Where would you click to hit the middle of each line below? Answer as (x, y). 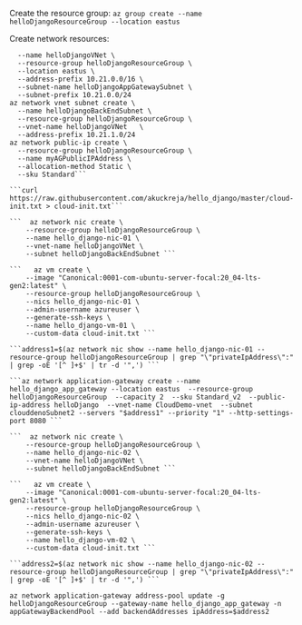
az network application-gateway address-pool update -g (117, 596)
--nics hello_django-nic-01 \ (83, 302)
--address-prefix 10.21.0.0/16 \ (81, 79)
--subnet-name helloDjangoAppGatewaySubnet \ (105, 87)
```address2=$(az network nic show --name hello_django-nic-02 (132, 564)
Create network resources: (59, 39)
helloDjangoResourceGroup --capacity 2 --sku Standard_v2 (126, 397)
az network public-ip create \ (68, 143)
